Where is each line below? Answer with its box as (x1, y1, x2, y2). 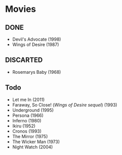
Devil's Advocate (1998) (12, 36, 61, 42)
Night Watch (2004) (12, 144, 53, 150)
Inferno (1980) (12, 117, 41, 123)
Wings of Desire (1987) (12, 42, 59, 48)
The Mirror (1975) (12, 133, 48, 139)
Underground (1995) (12, 107, 54, 113)
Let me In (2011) (12, 97, 45, 103)
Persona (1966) (12, 112, 43, 118)
